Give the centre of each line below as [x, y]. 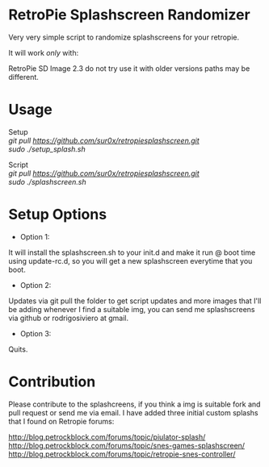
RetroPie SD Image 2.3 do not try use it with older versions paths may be [129, 68]
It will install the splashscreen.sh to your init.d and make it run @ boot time [132, 252]
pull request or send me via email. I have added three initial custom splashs [133, 412]
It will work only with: [44, 52]
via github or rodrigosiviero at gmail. [69, 318]
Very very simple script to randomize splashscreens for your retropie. [124, 37]
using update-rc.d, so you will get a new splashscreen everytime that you [130, 261]
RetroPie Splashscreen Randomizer [129, 15]
